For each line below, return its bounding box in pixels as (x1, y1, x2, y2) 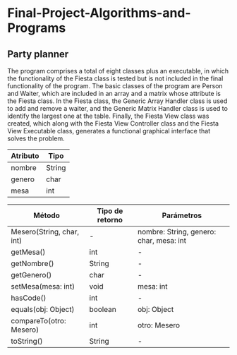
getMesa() (11, 247, 46, 257)
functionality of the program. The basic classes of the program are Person (7, 82, 224, 90)
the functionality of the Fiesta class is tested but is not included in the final (7, 74, 224, 83)
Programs (7, 20, 66, 36)
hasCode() (11, 293, 47, 303)
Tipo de (97, 206, 123, 216)
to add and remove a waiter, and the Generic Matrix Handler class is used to (7, 104, 228, 112)
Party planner (7, 48, 69, 60)
